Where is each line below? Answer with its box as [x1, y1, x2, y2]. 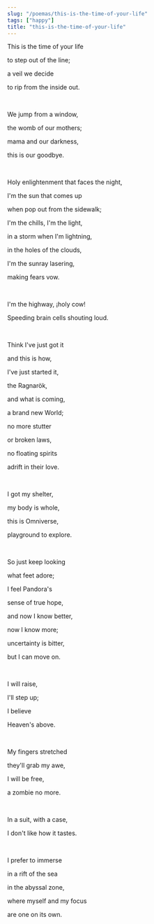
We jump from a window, [7, 110, 79, 119]
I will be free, [7, 775, 45, 783]
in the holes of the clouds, [7, 246, 82, 254]
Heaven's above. [7, 720, 56, 729]
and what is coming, [7, 395, 66, 403]
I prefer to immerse [7, 856, 63, 864]
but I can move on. [7, 652, 61, 661]
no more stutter [7, 422, 52, 430]
